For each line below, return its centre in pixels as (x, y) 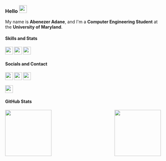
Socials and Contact (26, 64)
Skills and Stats (21, 38)
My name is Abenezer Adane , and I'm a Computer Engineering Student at (82, 22)
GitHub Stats (19, 101)
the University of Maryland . (34, 27)
